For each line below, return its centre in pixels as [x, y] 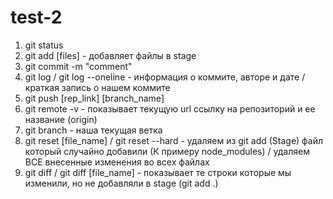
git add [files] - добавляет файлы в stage [110, 55]
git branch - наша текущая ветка [93, 130]
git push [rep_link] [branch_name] [94, 98]
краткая [42, 87]
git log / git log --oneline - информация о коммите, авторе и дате [162, 77]
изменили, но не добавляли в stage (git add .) [121, 183]
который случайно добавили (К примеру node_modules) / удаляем [167, 151]
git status [44, 45]
